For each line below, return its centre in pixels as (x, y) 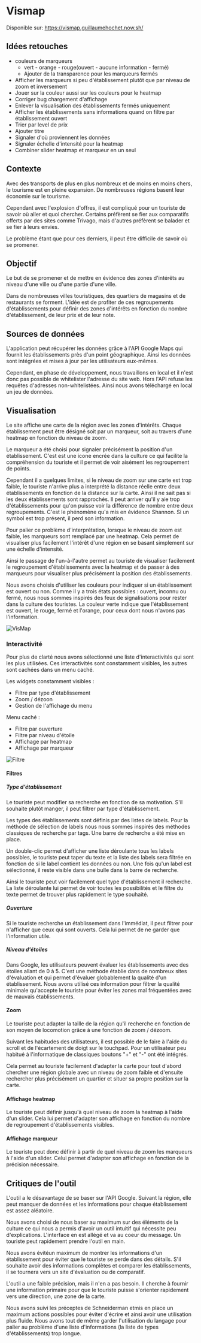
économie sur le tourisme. (38, 196)
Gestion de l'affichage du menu (54, 706)
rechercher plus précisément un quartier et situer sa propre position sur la (97, 1079)
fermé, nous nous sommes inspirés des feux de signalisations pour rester (97, 598)
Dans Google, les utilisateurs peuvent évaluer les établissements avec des (98, 965)
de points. (19, 468)
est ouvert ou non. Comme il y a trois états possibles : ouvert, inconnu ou (96, 591)
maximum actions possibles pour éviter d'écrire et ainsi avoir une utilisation (99, 1314)
